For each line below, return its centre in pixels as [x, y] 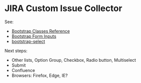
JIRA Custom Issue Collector [63, 8]
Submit [19, 65]
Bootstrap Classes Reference [41, 31]
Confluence [23, 70]
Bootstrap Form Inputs [34, 36]
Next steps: [16, 51]
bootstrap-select [28, 41]
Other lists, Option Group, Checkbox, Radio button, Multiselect [74, 60]
